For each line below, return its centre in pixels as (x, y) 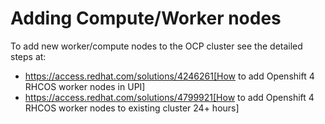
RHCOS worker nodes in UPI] (85, 86)
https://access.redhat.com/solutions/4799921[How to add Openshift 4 (169, 97)
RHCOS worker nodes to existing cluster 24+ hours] (132, 108)
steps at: (28, 56)
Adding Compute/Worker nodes (146, 18)
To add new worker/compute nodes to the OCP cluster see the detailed (156, 46)
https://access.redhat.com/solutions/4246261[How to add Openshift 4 (169, 76)
